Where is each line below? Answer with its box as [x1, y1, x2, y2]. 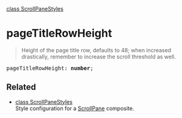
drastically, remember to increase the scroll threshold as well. [21, 53, 176, 60]
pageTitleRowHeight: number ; [6, 64, 93, 72]
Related [6, 82, 37, 92]
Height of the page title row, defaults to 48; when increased [21, 46, 172, 54]
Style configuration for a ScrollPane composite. [15, 105, 134, 112]
